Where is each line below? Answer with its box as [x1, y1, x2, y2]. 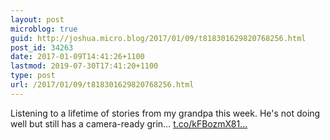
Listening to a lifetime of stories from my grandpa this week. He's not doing [10, 107, 321, 119]
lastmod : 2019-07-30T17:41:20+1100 [10, 61, 159, 71]
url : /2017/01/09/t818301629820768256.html [10, 80, 195, 90]
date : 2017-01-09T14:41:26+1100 [10, 52, 145, 62]
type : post [10, 71, 56, 81]
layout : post [10, 14, 65, 25]
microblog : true [10, 24, 78, 34]
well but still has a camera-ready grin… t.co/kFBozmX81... [10, 117, 248, 130]
